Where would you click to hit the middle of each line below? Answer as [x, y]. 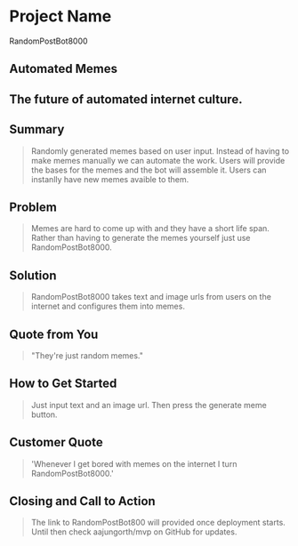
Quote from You [54, 334]
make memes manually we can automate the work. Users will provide [158, 160]
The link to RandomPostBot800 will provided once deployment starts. [158, 523]
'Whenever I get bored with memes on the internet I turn [134, 463]
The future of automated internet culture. [126, 99]
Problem [33, 207]
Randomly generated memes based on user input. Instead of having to [160, 151]
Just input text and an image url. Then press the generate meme [149, 405]
